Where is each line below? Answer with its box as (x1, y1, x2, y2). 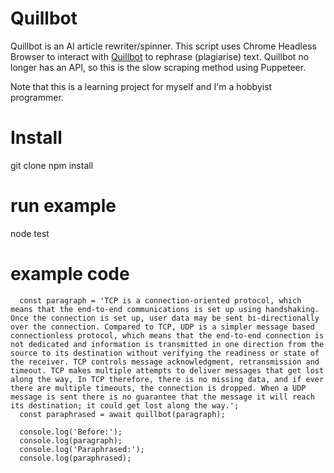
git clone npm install (10, 159, 94, 171)
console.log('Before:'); (19, 427, 123, 437)
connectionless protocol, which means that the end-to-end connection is (10, 330, 325, 341)
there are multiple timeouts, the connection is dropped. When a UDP (10, 383, 307, 393)
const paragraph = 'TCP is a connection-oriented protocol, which (19, 295, 302, 306)
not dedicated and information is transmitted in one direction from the (10, 339, 325, 349)
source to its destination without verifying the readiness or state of (10, 348, 320, 358)
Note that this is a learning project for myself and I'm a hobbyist (10, 80, 273, 92)
